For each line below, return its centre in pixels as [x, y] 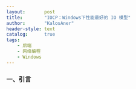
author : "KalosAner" [40, 23]
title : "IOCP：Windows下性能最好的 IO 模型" [69, 18]
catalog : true [31, 35]
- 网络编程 [29, 51]
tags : [13, 40]
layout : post [31, 12]
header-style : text [31, 29]
